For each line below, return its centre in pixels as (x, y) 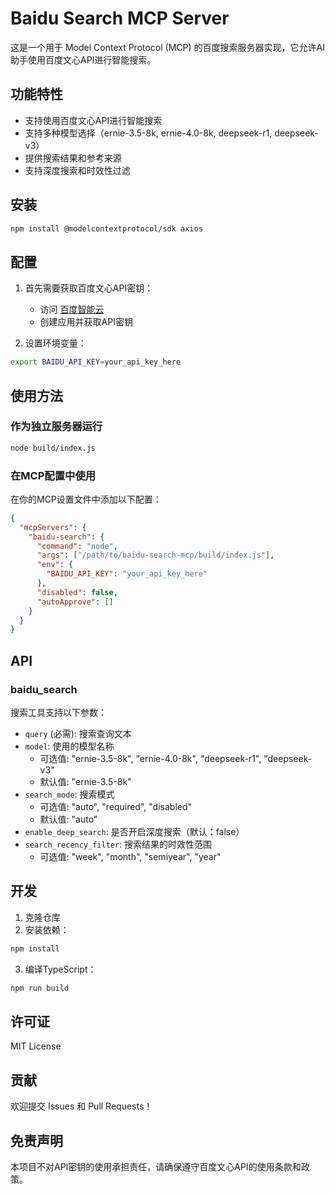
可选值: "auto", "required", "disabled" (116, 807)
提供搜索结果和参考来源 (73, 158)
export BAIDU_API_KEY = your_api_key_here (96, 362)
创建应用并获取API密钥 (86, 322)
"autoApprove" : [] (75, 602)
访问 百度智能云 (72, 309)
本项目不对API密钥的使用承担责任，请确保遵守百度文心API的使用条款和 (156, 1167)
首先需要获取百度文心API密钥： (89, 288)
